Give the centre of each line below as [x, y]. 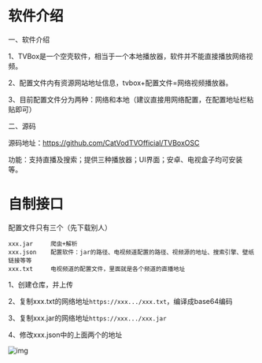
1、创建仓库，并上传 [41, 284]
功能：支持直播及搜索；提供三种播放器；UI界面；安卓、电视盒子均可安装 [125, 159]
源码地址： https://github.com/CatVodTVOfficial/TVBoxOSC [104, 143]
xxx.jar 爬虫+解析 [43, 244]
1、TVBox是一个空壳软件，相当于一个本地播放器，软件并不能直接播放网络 [127, 56]
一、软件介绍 [29, 39]
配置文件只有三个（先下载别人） [60, 227]
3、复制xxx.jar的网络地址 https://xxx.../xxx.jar [87, 318]
